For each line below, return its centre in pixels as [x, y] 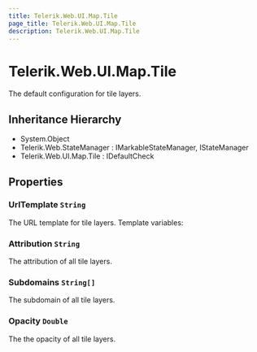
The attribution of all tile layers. [60, 262]
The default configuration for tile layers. [75, 93]
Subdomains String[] [52, 283]
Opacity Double [38, 321]
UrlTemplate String [47, 205]
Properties [36, 182]
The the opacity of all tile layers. [62, 339]
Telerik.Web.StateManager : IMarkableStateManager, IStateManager [135, 148]
